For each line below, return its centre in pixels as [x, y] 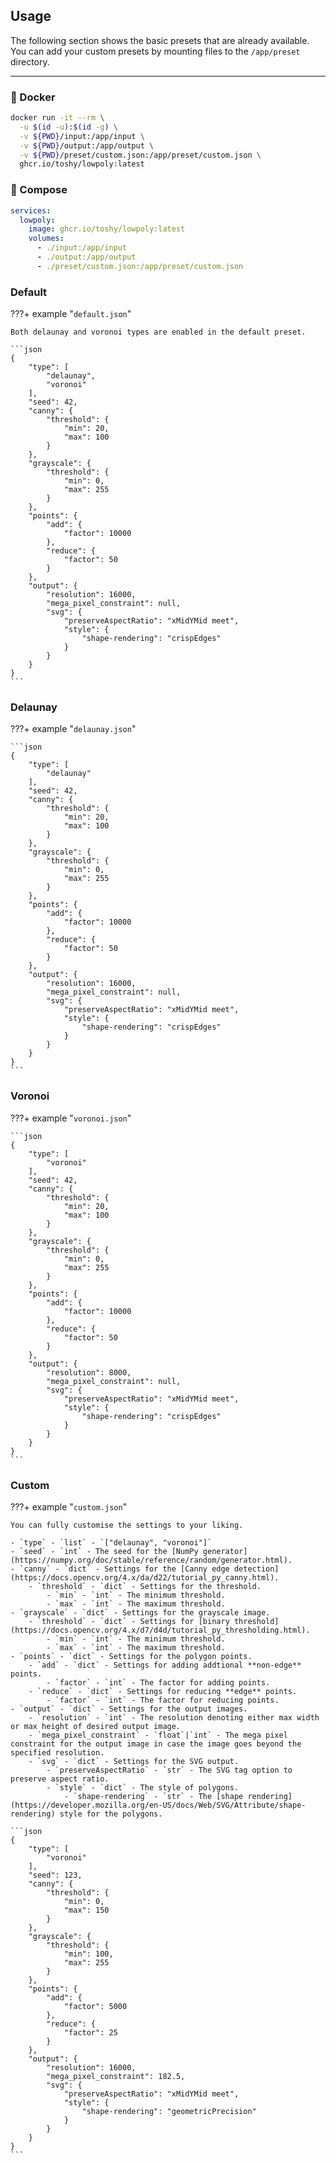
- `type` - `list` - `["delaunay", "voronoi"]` [111, 1542]
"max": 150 [86, 1910]
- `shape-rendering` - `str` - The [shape [153, 1796]
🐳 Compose [39, 190]
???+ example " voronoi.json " [71, 1118]
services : [31, 210]
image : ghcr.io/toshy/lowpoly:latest [107, 229]
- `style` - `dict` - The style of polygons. [143, 1787]
